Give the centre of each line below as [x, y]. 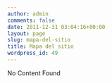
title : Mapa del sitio [41, 46]
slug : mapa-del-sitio [39, 40]
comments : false [31, 20]
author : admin [28, 14]
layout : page [26, 33]
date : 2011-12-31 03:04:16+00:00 [56, 27]
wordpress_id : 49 [33, 53]
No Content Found [34, 73]
